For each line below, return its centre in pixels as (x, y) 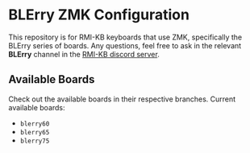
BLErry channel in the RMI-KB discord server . (84, 54)
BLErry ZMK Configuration (99, 15)
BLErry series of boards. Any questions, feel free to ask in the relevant (125, 45)
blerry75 (35, 141)
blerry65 (35, 132)
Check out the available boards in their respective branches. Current (122, 99)
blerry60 (35, 124)
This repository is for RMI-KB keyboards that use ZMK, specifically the (125, 37)
